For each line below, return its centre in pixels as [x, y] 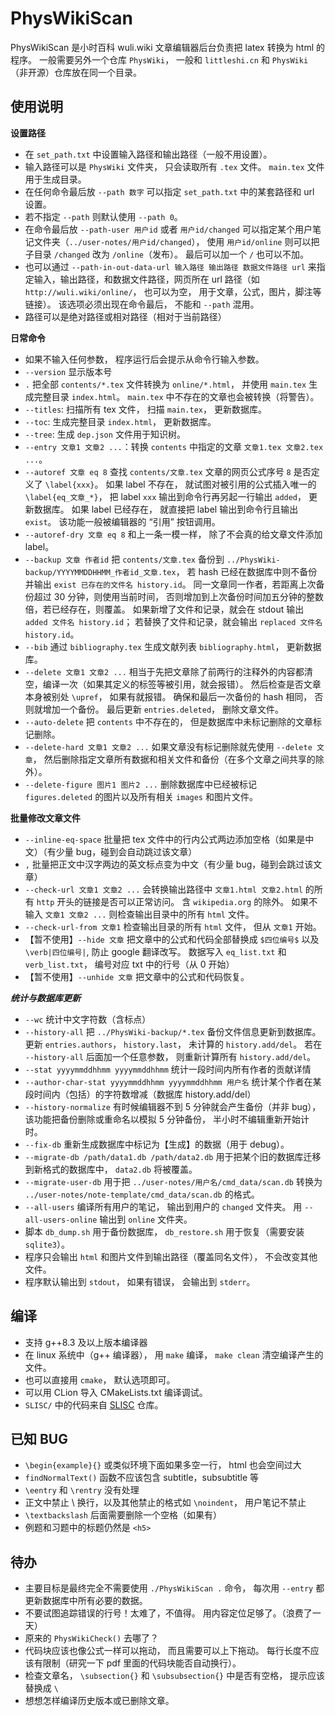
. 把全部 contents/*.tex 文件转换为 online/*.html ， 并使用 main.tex [165, 384]
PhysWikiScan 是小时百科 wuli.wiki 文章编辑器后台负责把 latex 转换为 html [162, 47]
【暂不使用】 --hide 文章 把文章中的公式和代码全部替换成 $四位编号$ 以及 [172, 939]
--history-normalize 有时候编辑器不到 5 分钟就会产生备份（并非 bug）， [173, 1106]
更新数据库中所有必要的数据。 [86, 1601]
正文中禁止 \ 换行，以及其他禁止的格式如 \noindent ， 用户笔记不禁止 [165, 1503]
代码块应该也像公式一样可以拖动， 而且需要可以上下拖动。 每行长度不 [167, 1651]
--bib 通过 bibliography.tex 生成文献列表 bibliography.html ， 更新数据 [173, 646]
